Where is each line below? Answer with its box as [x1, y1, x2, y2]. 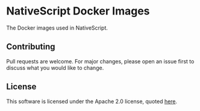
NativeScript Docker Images [6, 4, 150, 18]
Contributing [6, 42, 55, 52]
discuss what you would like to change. [6, 64, 104, 71]
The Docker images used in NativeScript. [6, 24, 108, 31]
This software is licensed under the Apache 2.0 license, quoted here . [6, 98, 178, 105]
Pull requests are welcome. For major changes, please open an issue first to [6, 57, 195, 65]
